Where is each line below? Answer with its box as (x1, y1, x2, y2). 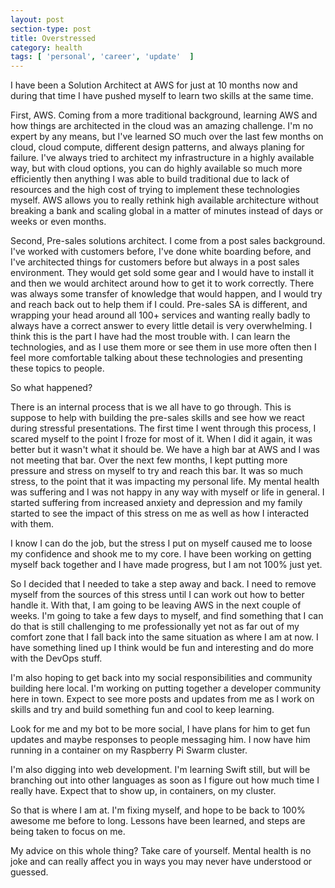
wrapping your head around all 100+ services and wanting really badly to (10, 309, 311, 321)
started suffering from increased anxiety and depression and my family (10, 497, 303, 509)
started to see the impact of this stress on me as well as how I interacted (10, 507, 310, 520)
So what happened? (10, 382, 93, 394)
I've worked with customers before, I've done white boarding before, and (10, 246, 312, 258)
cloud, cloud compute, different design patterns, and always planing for (10, 141, 305, 153)
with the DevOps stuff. (10, 652, 103, 665)
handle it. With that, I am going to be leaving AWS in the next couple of (10, 599, 302, 611)
